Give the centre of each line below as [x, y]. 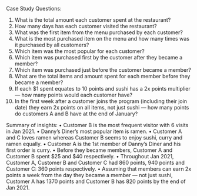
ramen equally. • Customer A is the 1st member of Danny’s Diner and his [94, 144]
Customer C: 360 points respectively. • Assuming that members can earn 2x [99, 169]
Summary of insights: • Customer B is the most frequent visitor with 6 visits [97, 125]
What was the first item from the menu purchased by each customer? [99, 32]
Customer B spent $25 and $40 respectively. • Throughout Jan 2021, [90, 156]
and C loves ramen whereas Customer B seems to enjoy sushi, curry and [94, 137]
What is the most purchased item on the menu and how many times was [102, 39]
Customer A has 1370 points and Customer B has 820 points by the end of [96, 181]
